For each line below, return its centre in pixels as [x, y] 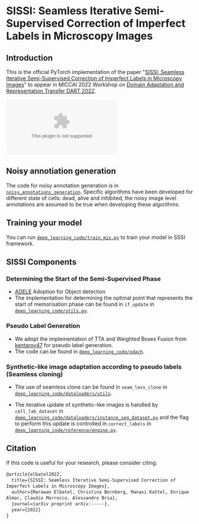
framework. [20, 243]
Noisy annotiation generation [61, 171]
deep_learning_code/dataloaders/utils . [63, 393]
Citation [21, 449]
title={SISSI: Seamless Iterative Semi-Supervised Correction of [94, 480]
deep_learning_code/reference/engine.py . [66, 429]
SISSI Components [41, 262]
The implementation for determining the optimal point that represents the [104, 298]
